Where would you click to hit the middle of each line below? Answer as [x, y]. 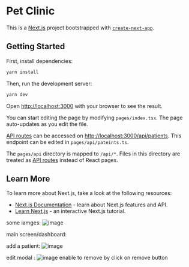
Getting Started [36, 46]
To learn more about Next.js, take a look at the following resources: [89, 193]
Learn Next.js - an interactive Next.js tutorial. [70, 211]
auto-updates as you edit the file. [47, 124]
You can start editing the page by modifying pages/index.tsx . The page [94, 118]
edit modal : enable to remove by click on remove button [87, 258]
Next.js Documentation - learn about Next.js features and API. [91, 205]
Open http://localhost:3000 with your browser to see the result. [85, 106]
